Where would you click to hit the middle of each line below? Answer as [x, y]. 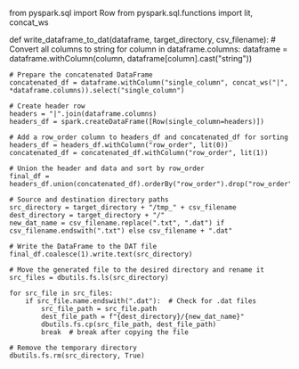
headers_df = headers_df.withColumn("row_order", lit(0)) [119, 145]
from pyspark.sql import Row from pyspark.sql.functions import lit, [131, 13]
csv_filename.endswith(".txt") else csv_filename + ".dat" [121, 231]
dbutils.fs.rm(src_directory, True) [77, 356]
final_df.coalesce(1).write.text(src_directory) [101, 254]
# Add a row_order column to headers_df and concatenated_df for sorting [149, 137]
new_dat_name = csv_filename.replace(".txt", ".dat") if [117, 223]
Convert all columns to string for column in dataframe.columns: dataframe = [149, 49]
